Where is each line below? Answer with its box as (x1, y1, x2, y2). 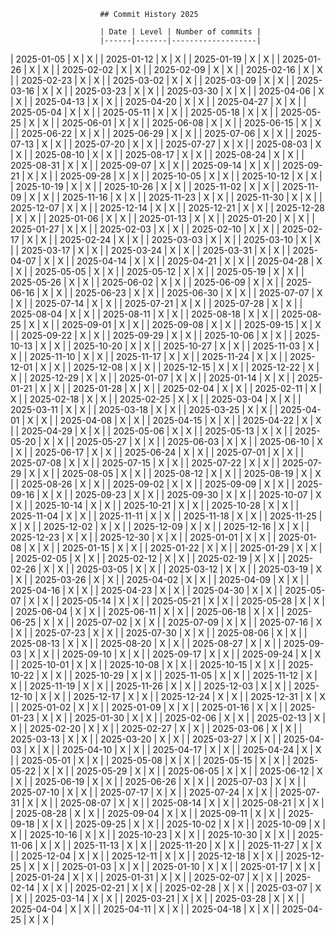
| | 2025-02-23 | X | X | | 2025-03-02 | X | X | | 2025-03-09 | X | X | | (10, 75, 295, 86)
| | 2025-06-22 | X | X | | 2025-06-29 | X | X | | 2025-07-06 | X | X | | (10, 128, 294, 139)
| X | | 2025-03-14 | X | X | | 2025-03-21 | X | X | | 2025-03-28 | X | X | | (10, 893, 305, 904)
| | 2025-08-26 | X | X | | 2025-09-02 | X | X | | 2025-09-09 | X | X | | (10, 478, 295, 490)
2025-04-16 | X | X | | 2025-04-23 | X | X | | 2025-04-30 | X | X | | (10, 585, 283, 596)
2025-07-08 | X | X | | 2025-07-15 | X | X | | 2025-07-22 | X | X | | (10, 457, 280, 469)
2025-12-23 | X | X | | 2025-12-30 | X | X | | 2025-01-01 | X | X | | (10, 531, 277, 543)
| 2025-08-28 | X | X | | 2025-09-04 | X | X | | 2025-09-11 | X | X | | (10, 808, 287, 819)
